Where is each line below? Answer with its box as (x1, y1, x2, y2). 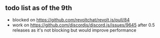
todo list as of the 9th (5, 4, 72, 12)
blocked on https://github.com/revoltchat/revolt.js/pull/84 (12, 17, 130, 22)
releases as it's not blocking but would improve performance (12, 27, 137, 33)
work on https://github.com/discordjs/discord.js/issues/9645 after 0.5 (12, 22, 155, 28)
